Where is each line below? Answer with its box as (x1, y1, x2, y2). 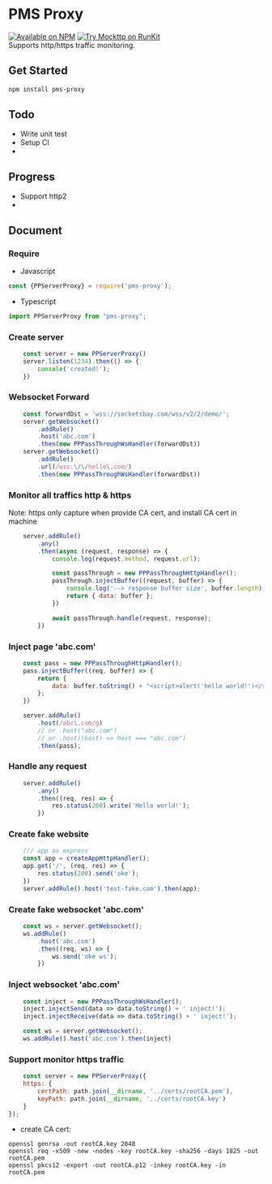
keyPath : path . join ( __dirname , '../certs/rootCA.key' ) (37, 1095, 227, 1103)
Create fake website (8, 828, 89, 840)
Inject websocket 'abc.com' (8, 979, 120, 990)
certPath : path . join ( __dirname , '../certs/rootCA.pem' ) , (37, 1087, 233, 1095)
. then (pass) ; (37, 742, 82, 750)
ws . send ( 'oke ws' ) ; (51, 952, 117, 960)
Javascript (19, 266, 56, 276)
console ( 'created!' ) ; (37, 365, 111, 373)
